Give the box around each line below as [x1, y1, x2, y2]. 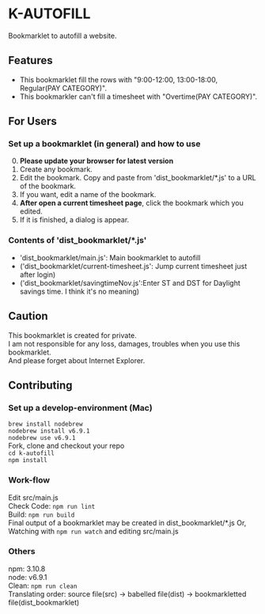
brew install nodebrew [8, 420, 83, 428]
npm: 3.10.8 [8, 563, 46, 574]
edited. [19, 207, 44, 216]
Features [8, 54, 53, 67]
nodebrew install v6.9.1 [8, 427, 90, 435]
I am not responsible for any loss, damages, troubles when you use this [8, 339, 240, 348]
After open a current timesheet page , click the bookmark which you [19, 199, 244, 208]
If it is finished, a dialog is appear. [19, 215, 130, 225]
